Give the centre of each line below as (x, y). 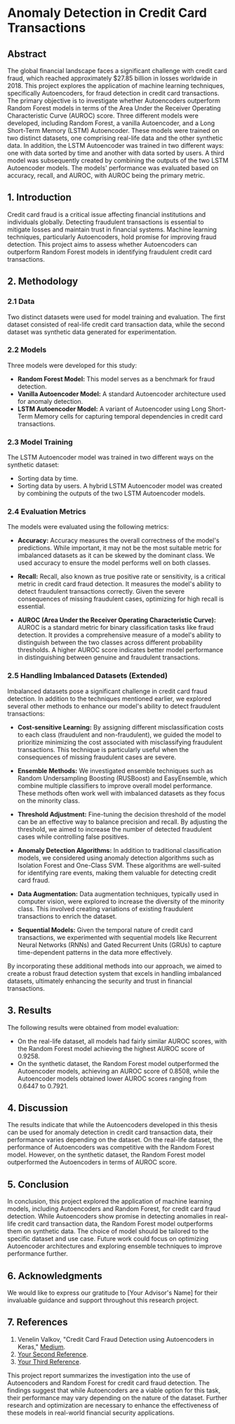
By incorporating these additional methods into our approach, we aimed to (115, 966)
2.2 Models (27, 350)
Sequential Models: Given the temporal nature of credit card (105, 929)
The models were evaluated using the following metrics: (88, 527)
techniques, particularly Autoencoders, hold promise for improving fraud (112, 236)
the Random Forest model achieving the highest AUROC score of (111, 1048)
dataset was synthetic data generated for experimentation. (92, 331)
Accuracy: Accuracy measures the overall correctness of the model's (118, 540)
